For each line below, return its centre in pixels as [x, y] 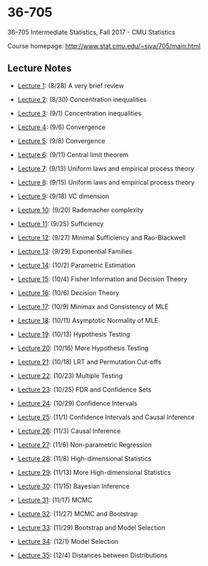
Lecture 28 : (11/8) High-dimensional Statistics [84, 458]
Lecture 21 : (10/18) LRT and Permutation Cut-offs [89, 361]
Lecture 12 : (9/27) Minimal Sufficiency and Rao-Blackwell [102, 237]
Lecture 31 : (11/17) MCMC [55, 500]
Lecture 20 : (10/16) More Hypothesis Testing [83, 348]
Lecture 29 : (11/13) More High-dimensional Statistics [94, 472]
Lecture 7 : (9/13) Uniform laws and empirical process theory [106, 168]
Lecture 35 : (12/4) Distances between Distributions [92, 555]
